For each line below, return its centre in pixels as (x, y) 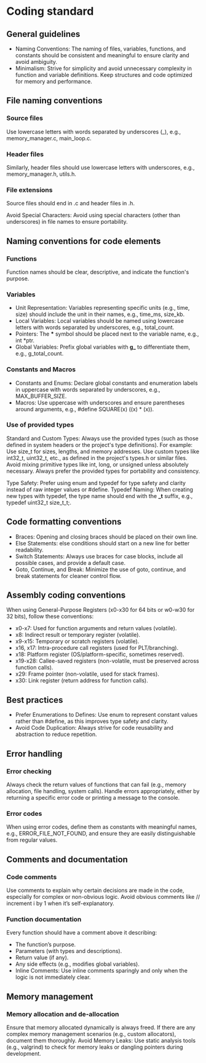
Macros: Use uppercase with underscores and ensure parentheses (100, 402)
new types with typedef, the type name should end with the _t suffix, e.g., (100, 496)
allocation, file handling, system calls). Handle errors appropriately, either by (103, 791)
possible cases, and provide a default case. (70, 563)
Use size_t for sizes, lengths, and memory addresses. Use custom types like (103, 451)
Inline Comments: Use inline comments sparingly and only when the (101, 971)
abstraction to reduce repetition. (56, 734)
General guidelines (43, 34)
